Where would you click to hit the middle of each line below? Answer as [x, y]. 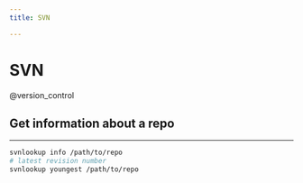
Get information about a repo [92, 123]
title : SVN [30, 18]
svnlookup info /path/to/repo [66, 153]
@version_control [42, 95]
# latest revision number [58, 161]
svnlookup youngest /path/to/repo [74, 169]
